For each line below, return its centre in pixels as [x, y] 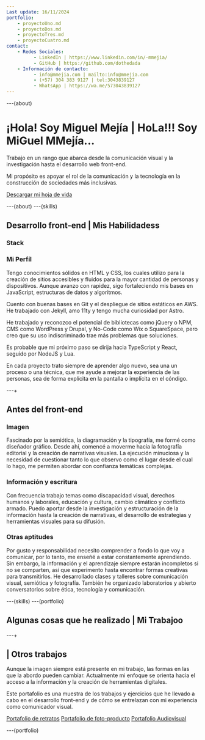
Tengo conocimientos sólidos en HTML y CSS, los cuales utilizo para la [95, 273]
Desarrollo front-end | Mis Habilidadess [83, 226]
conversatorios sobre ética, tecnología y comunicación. [76, 589]
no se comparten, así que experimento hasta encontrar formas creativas [97, 570]
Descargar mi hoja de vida [39, 194]
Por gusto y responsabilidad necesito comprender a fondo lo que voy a [95, 550]
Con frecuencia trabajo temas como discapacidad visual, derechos [91, 495]
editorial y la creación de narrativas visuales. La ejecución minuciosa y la [98, 453]
